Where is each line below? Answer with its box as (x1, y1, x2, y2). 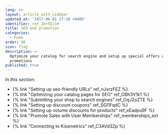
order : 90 (5, 40, 26, 45)
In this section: (5, 77, 35, 83)
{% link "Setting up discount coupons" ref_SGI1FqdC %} (12, 102, 128, 108)
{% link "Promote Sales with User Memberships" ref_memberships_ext (12, 113, 158, 119)
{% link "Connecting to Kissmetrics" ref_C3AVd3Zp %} (12, 123, 125, 130)
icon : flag (5, 44, 28, 49)
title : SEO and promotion (5, 26, 59, 31)
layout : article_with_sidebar (5, 12, 68, 17)
